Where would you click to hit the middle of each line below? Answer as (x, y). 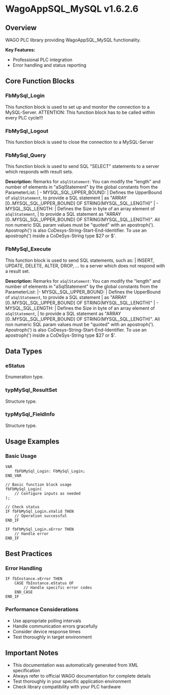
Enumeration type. (25, 377)
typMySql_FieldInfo (30, 414)
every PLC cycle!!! (24, 117)
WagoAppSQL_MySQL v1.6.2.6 (72, 9)
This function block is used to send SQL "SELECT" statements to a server (82, 166)
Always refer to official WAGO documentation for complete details (82, 676)
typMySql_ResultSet (31, 390)
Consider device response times (47, 631)
